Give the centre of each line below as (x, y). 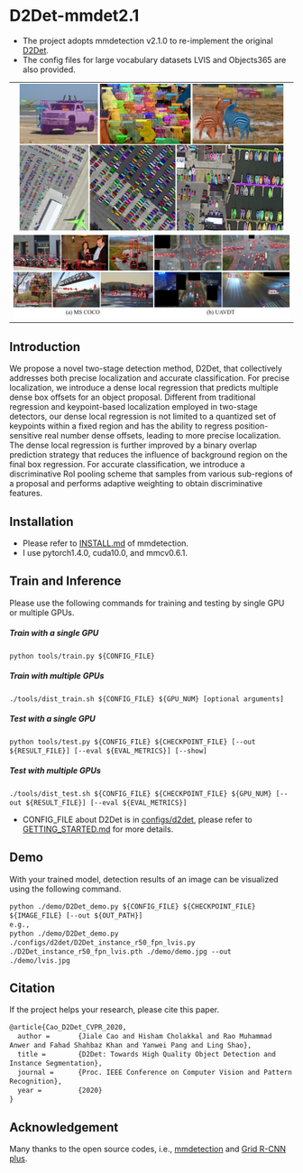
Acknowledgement (64, 1127)
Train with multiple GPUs (57, 676)
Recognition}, (36, 1082)
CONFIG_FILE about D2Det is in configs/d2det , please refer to (137, 819)
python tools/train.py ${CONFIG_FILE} (82, 656)
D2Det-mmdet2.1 (74, 16)
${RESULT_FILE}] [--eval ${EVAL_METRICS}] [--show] (108, 751)
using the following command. (65, 889)
